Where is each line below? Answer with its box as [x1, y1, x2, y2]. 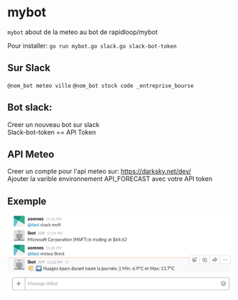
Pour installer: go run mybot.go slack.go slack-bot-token [7, 41, 177, 50]
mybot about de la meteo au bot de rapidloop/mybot [7, 28, 158, 36]
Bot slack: [7, 101, 53, 113]
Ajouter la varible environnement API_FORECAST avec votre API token [7, 174, 213, 183]
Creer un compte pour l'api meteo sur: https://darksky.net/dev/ [7, 167, 192, 176]
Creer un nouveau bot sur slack [7, 120, 99, 128]
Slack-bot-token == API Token [7, 128, 96, 136]
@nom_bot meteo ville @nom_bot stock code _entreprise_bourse [7, 82, 194, 89]
